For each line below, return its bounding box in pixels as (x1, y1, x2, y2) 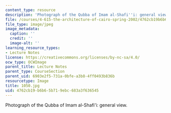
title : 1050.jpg (5, 83, 40, 88)
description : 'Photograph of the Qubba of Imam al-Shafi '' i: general (5, 12, 156, 17)
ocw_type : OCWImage (5, 60, 47, 65)
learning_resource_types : (5, 45, 60, 50)
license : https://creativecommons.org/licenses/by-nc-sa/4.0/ (5, 54, 140, 60)
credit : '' (10, 36, 33, 41)
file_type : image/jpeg (5, 21, 53, 27)
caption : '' (10, 31, 36, 36)
